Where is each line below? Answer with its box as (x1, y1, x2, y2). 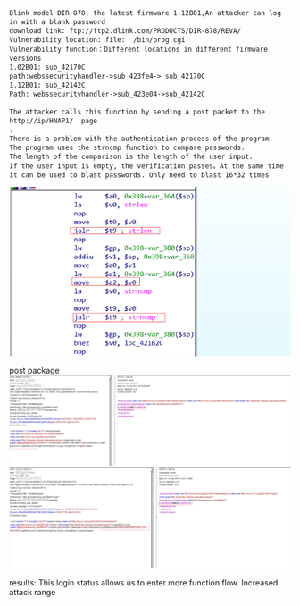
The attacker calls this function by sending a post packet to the (9, 107, 266, 116)
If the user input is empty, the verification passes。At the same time (9, 162, 284, 171)
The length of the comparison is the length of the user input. (9, 152, 254, 161)
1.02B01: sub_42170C (9, 63, 87, 72)
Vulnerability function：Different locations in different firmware (9, 45, 268, 54)
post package (9, 365, 60, 375)
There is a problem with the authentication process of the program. (9, 134, 274, 143)
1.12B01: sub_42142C (9, 80, 87, 89)
